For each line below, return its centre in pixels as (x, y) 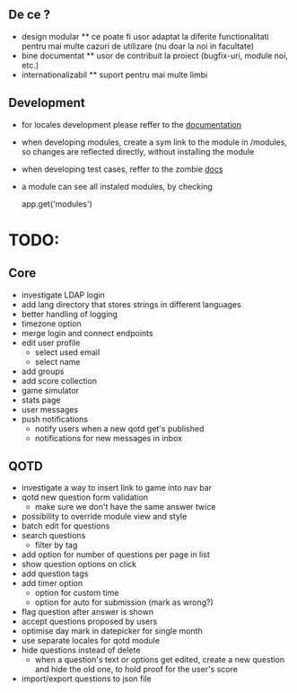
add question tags (55, 573)
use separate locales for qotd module (91, 641)
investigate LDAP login (63, 295)
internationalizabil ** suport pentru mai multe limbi (114, 75)
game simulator (50, 390)
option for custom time (77, 593)
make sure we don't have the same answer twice (125, 507)
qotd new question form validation (85, 497)
